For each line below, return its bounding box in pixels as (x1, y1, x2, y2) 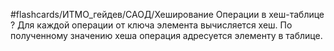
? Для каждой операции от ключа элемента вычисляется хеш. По (10, 19, 293, 31)
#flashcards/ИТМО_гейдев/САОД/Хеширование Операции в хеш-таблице (10, 9, 325, 20)
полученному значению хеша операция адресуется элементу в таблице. (10, 30, 323, 41)
